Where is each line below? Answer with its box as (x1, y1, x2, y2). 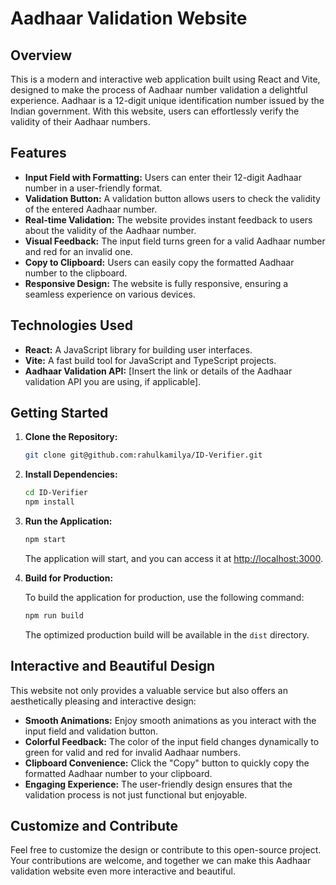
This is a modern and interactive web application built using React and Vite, (10, 73, 321, 85)
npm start (24, 535, 67, 545)
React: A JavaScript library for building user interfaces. (24, 343, 253, 356)
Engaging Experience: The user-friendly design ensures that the (24, 778, 293, 790)
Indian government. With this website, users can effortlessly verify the (10, 105, 300, 117)
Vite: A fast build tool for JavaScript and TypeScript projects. (24, 354, 277, 366)
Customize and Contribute (10, 818, 178, 835)
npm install (24, 497, 75, 507)
